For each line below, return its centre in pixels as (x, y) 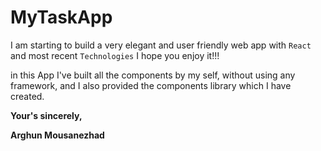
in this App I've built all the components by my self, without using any (153, 75)
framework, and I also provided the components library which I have (151, 85)
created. (27, 96)
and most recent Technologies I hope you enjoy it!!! (115, 55)
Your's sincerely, (46, 115)
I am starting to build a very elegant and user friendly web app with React (161, 45)
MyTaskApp (61, 17)
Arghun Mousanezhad (57, 135)
